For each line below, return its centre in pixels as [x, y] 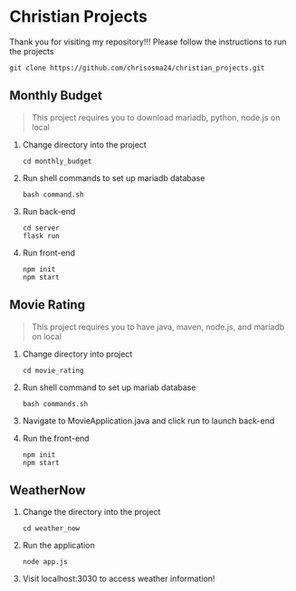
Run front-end [48, 253]
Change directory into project [77, 354]
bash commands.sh [55, 404]
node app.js [45, 562]
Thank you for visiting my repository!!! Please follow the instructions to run [148, 42]
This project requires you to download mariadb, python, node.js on [156, 117]
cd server [41, 228]
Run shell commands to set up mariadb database [114, 177]
